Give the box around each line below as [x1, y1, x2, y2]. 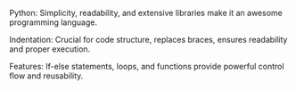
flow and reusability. [9, 70, 84, 81]
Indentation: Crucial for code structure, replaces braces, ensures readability [9, 35, 288, 45]
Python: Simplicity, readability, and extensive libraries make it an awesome [9, 8, 283, 18]
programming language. [9, 17, 98, 28]
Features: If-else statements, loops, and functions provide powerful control [9, 61, 284, 71]
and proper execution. [9, 44, 91, 54]
